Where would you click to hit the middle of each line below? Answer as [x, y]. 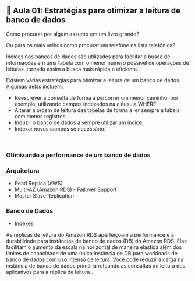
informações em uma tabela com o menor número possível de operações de [97, 62]
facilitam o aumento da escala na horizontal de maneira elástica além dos [94, 247]
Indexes [24, 224]
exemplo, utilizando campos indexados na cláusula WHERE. [86, 104]
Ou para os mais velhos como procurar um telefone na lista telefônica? [91, 45]
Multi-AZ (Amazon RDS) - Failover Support [65, 189]
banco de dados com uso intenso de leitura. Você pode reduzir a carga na [95, 259]
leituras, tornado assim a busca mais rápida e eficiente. [72, 69]
